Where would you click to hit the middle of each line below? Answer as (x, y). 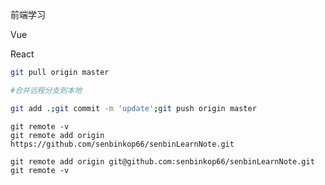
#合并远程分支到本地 (46, 90)
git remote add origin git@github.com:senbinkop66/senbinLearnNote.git (162, 161)
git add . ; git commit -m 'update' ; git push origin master (133, 108)
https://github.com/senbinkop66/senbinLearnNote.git (122, 144)
